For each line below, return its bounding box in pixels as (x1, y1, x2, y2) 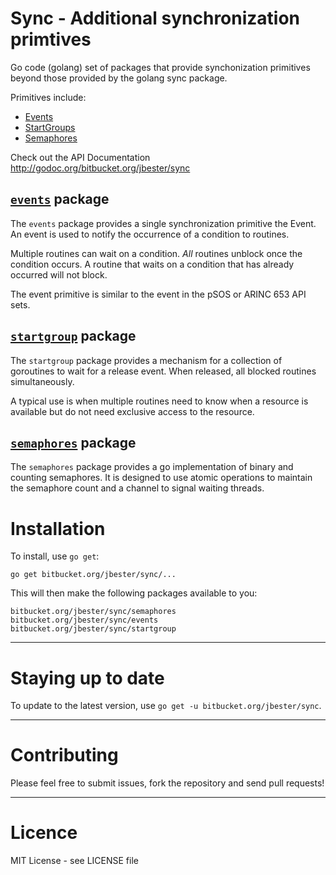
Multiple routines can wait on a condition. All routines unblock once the (10, 247, 303, 259)
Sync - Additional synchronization (10, 7, 301, 30)
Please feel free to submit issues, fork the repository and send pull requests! (10, 777, 325, 789)
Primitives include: (10, 91, 87, 103)
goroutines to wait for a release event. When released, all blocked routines (10, 365, 317, 377)
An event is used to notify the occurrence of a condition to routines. (10, 228, 290, 240)
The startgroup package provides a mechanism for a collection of (10, 354, 283, 366)
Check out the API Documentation (10, 151, 151, 163)
